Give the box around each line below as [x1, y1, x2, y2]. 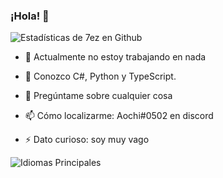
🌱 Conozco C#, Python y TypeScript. [24, 70, 177, 83]
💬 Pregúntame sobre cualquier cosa [24, 90, 173, 102]
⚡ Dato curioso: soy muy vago [24, 134, 150, 146]
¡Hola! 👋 [10, 9, 50, 23]
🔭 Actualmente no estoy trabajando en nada [24, 51, 207, 63]
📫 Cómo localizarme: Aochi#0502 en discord [24, 110, 214, 122]
